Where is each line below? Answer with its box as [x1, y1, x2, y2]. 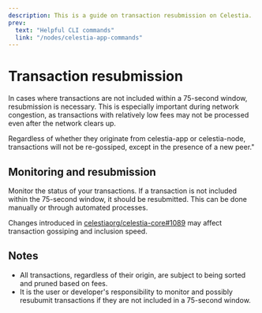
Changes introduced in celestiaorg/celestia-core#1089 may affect [8, 218, 223, 227]
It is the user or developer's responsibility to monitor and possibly [19, 287, 233, 296]
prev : [8, 19, 26, 27]
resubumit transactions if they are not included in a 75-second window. [19, 295, 251, 304]
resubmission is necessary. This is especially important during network [8, 102, 239, 111]
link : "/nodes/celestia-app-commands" [15, 33, 144, 42]
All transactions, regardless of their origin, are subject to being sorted [19, 270, 246, 280]
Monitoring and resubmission [8, 165, 156, 178]
